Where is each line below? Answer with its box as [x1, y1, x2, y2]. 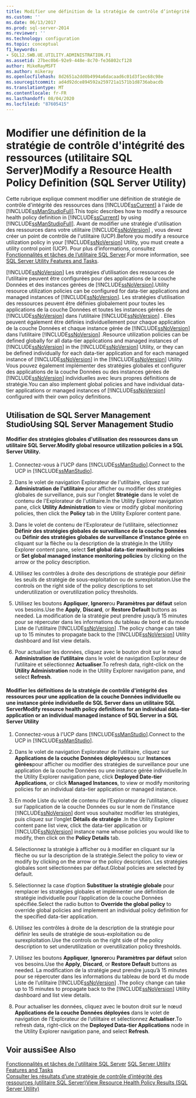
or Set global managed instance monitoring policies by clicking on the [14, 553, 187, 560]
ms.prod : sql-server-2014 [6, 25, 69, 31]
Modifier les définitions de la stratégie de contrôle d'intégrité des [6, 687, 168, 694]
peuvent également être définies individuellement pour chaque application [6, 318, 185, 325]
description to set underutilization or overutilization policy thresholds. [14, 943, 182, 950]
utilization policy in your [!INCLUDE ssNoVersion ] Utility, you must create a [6, 239, 184, 246]
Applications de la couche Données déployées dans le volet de [14, 1009, 170, 1016]
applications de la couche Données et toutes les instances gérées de [6, 306, 173, 313]
